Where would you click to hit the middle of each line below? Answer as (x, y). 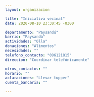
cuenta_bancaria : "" (26, 83)
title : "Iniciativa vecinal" (35, 19)
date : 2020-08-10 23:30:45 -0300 (40, 23)
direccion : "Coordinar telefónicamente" (47, 60)
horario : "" (17, 73)
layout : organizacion (27, 10)
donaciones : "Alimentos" (31, 46)
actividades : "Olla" (26, 42)
